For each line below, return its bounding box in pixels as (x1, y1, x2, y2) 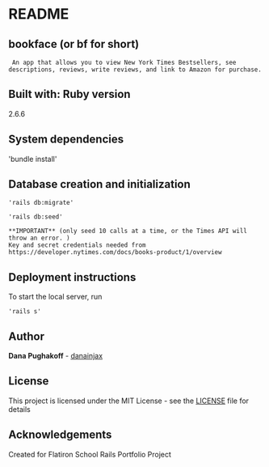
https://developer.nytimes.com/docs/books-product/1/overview (8, 248, 222, 257)
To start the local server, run (8, 292, 103, 302)
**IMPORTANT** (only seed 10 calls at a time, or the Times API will (8, 227, 248, 236)
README (8, 5, 69, 23)
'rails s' (8, 308, 42, 316)
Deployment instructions (8, 270, 137, 284)
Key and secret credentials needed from (8, 241, 147, 249)
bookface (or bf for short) (8, 37, 140, 51)
